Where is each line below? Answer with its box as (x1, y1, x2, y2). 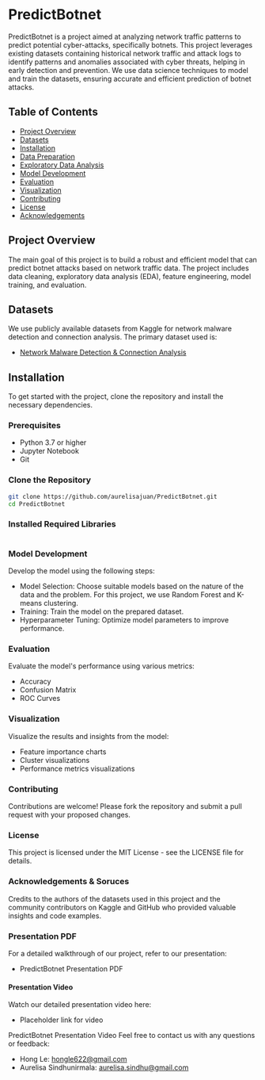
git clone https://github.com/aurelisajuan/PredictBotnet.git (8, 492, 218, 500)
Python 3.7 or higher (19, 438, 87, 447)
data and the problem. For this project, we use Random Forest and (19, 590, 236, 599)
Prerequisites (8, 420, 61, 431)
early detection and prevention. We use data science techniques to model (8, 65, 249, 75)
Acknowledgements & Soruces (8, 876, 130, 887)
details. (8, 856, 32, 866)
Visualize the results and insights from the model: (8, 731, 169, 741)
